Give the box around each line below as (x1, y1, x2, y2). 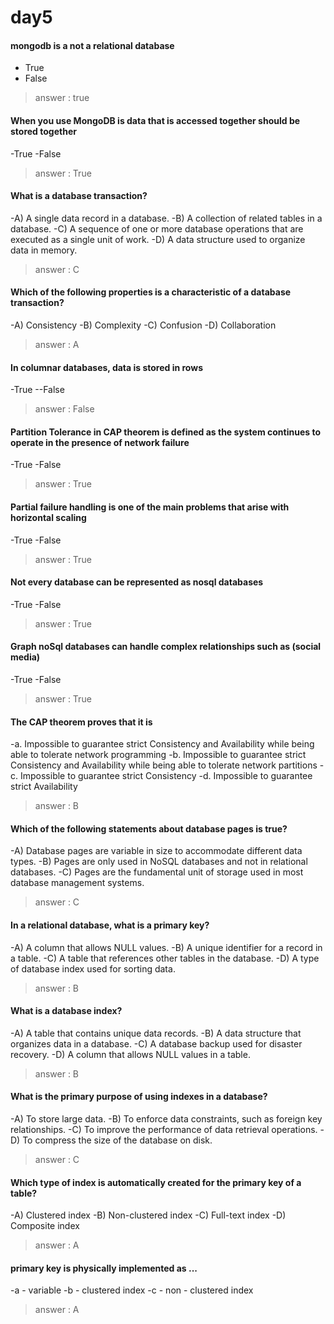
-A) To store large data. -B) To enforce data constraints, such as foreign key (10, 1113, 323, 1125)
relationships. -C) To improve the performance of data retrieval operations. (10, 1124, 318, 1136)
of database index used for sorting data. (10, 962, 176, 975)
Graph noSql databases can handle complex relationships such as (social (10, 641, 322, 653)
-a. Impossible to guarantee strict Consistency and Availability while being (10, 738, 315, 750)
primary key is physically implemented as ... (10, 1262, 198, 1274)
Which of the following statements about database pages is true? (10, 822, 288, 835)
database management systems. (10, 877, 145, 889)
